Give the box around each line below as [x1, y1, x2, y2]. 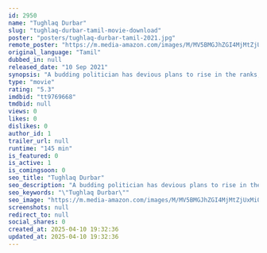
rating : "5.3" [8, 85, 56, 94]
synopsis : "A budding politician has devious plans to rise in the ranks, [8, 71, 261, 79]
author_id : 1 [8, 129, 52, 137]
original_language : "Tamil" [8, 48, 102, 56]
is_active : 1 [8, 159, 52, 167]
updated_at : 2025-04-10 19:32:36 [8, 233, 119, 241]
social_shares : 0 [8, 218, 66, 226]
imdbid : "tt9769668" [8, 93, 77, 101]
